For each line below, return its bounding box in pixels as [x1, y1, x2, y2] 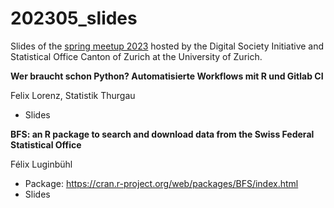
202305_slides [10, 7, 138, 30]
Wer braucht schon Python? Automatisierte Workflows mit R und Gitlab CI [10, 70, 324, 82]
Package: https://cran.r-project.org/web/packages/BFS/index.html [24, 177, 299, 189]
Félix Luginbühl [10, 158, 73, 170]
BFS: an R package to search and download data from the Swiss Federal [10, 128, 315, 140]
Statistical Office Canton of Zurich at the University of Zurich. [10, 50, 263, 62]
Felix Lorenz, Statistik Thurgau [10, 89, 136, 101]
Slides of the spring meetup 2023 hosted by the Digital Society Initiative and [10, 40, 325, 52]
